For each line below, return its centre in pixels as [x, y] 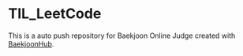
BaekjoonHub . [31, 43]
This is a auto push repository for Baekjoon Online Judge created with [122, 35]
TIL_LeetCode [55, 14]
